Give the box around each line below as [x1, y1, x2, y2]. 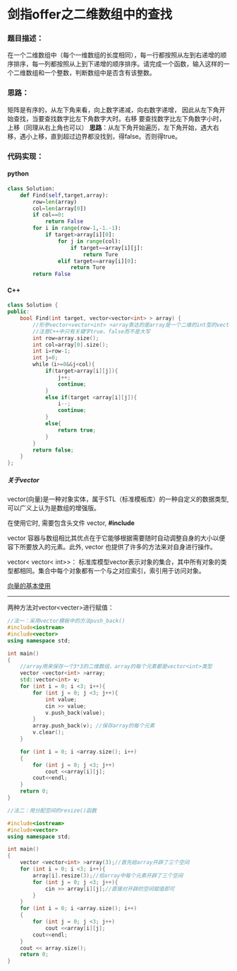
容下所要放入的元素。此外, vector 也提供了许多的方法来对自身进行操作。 [7, 543, 217, 551]
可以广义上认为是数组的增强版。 [7, 504, 100, 512]
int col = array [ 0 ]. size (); [32, 341, 109, 348]
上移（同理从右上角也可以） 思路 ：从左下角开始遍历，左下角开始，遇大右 [7, 123, 219, 132]
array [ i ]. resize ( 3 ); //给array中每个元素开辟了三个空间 [32, 872, 183, 879]
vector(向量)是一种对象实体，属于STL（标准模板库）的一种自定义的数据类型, [7, 495, 229, 503]
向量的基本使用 [7, 582, 51, 590]
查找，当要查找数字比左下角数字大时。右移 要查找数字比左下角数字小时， [13, 114, 226, 122]
